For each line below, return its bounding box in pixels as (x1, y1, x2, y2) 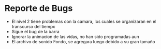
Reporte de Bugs (4, 3, 73, 14)
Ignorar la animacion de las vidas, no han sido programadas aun (11, 34, 139, 39)
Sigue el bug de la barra (11, 29, 60, 34)
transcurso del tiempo (11, 23, 56, 29)
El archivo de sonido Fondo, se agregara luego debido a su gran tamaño (11, 39, 156, 44)
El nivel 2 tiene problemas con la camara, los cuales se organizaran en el (11, 19, 157, 24)
